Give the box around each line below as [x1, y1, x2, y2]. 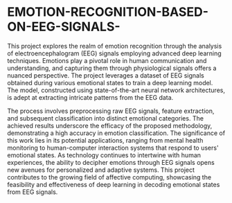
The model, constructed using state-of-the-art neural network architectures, [7, 86, 225, 94]
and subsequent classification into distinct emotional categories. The [7, 114, 204, 122]
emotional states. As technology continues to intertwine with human [7, 150, 202, 159]
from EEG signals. [7, 188, 58, 196]
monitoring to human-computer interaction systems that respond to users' [7, 143, 220, 152]
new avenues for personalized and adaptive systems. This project [7, 166, 195, 174]
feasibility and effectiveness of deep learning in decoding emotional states [7, 180, 220, 188]
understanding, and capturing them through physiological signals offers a [7, 64, 217, 72]
